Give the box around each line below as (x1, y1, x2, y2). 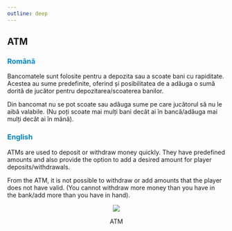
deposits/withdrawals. (7, 163, 71, 171)
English (7, 132, 33, 142)
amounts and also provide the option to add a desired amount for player (7, 155, 212, 163)
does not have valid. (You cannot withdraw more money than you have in (7, 183, 215, 192)
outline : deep (7, 10, 48, 17)
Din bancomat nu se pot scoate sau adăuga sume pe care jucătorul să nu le (7, 100, 223, 109)
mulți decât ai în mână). (7, 115, 74, 123)
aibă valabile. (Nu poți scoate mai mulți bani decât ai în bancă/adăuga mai (7, 108, 218, 116)
